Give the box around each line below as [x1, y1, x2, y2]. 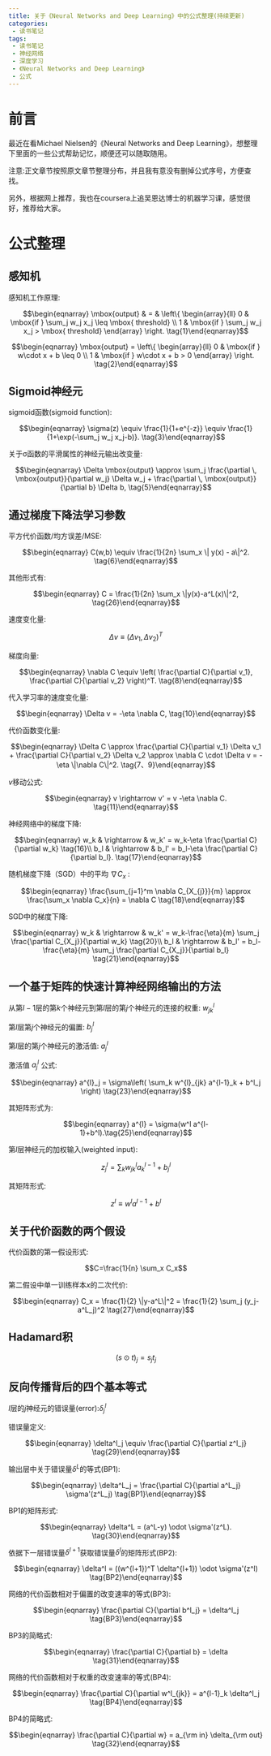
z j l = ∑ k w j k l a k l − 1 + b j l [100, 1161, 171, 1174]
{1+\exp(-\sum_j [46, 432, 100, 442]
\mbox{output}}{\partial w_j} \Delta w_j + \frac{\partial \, [15, 474, 204, 484]
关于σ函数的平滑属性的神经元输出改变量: [8, 449, 143, 459]
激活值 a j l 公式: [8, 1059, 58, 1072]
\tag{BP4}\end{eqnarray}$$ [89, 1698, 183, 1707]
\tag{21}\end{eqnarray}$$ [92, 954, 180, 964]
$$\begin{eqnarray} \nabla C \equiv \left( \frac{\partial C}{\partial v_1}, [19, 667, 253, 676]
